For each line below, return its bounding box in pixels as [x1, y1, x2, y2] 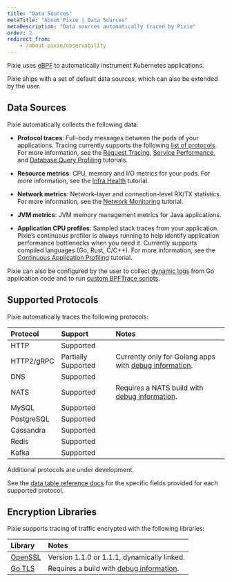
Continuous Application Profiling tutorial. [17, 253, 133, 261]
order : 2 [7, 29, 32, 37]
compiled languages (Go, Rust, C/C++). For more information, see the [17, 246, 215, 254]
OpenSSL [10, 552, 41, 562]
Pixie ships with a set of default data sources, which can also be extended [7, 75, 219, 83]
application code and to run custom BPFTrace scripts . [7, 274, 160, 282]
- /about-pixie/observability [19, 42, 107, 49]
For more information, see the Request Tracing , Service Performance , [17, 148, 215, 156]
